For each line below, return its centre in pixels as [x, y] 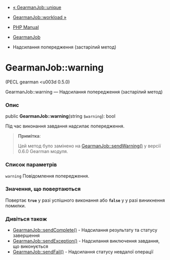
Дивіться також [26, 219]
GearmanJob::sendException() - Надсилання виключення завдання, [86, 241]
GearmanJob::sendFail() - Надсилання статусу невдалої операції [83, 252]
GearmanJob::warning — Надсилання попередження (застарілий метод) [84, 92]
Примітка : [29, 136]
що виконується [30, 246]
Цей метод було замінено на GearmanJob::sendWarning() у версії [89, 146]
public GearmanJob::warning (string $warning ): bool [60, 116]
